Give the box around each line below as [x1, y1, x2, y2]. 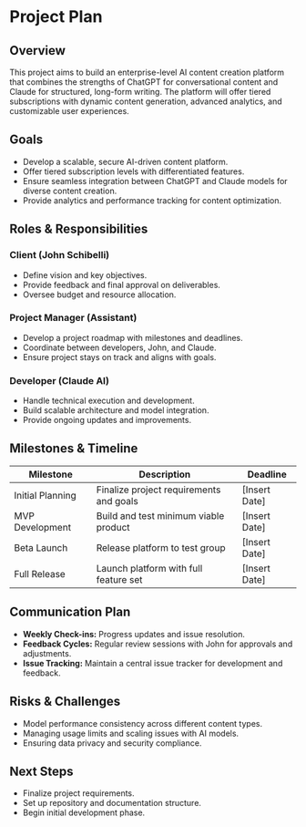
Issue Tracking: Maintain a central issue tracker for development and [22, 657, 283, 668]
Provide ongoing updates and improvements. [22, 415, 192, 426]
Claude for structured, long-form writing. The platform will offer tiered [9, 87, 271, 97]
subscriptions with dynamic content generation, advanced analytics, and [9, 96, 282, 107]
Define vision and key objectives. [22, 269, 148, 280]
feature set [96, 573, 143, 585]
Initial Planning [14, 489, 77, 501]
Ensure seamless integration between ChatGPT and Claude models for [22, 175, 289, 186]
